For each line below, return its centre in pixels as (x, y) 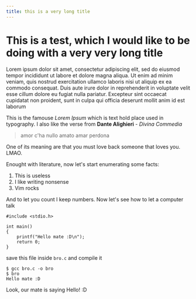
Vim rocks (27, 188)
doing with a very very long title (85, 53)
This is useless (32, 176)
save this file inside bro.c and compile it (54, 257)
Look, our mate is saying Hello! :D (47, 290)
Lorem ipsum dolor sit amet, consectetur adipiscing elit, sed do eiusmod (93, 69)
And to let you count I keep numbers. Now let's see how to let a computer (95, 199)
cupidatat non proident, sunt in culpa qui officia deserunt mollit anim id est (96, 100)
